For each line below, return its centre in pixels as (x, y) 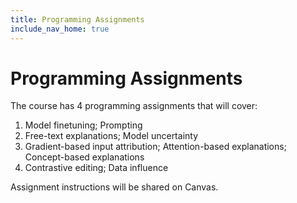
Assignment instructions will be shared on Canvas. (114, 187)
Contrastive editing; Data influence (96, 168)
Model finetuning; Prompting (83, 125)
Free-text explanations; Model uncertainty (111, 136)
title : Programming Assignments (77, 19)
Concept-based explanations (84, 157)
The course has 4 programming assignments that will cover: (134, 106)
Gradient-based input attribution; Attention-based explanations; (155, 147)
